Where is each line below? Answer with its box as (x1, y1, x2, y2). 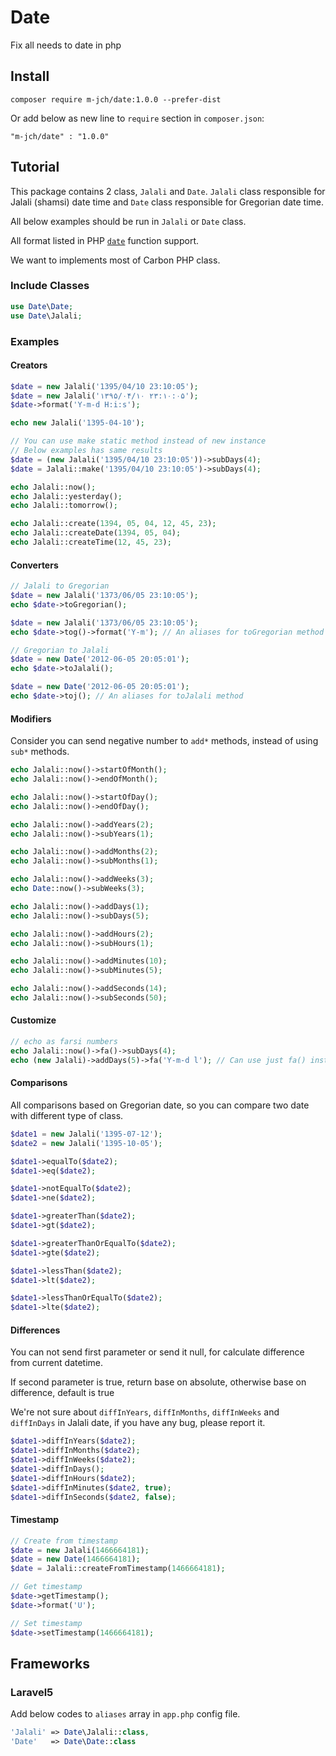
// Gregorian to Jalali (10, 645, 110, 655)
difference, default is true (10, 1387, 115, 1399)
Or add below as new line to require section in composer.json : (10, 112, 265, 124)
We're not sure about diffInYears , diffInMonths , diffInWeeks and (10, 1406, 280, 1418)
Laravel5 (10, 1685, 54, 1699)
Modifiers (10, 712, 52, 725)
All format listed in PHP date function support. (10, 234, 199, 246)
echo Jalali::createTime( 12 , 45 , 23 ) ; (10, 537, 172, 548)
